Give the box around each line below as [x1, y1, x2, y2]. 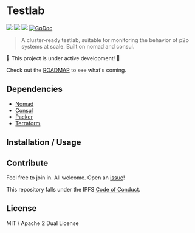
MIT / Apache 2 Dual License [6, 220, 79, 227]
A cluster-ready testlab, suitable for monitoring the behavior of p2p [21, 36, 190, 43]
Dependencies [6, 84, 63, 94]
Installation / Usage [6, 137, 81, 148]
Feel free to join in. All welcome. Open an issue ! [6, 174, 125, 181]
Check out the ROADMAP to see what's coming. [6, 66, 126, 74]
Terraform [15, 119, 41, 127]
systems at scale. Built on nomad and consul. [21, 43, 135, 50]
